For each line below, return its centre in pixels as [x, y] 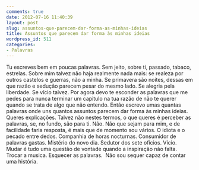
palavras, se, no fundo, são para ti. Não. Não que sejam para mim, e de [93, 124]
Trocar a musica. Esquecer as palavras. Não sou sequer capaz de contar [96, 155]
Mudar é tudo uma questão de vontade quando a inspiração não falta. [91, 149]
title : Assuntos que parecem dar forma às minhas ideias [78, 34]
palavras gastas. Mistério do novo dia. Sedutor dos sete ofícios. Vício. [91, 142]
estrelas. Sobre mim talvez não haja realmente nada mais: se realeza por [95, 73]
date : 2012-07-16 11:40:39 [40, 17]
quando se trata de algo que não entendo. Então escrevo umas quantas [94, 105]
